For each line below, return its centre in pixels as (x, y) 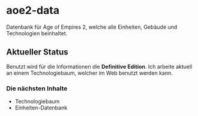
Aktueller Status (37, 52)
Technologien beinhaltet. (37, 33)
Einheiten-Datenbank (41, 108)
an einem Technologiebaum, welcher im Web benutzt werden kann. (89, 73)
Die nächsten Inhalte (37, 88)
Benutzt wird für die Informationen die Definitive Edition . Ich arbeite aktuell (99, 66)
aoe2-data (33, 10)
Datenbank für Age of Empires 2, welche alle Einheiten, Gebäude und (92, 27)
